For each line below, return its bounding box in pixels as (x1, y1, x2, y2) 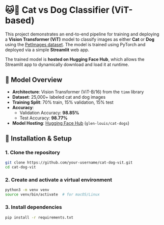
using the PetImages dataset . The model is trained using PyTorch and (5, 41, 146, 47)
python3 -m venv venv (5, 188, 50, 193)
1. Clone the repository (5, 149, 60, 156)
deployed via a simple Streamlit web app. (5, 47, 89, 53)
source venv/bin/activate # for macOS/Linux (5, 192, 100, 197)
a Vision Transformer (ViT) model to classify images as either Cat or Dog (5, 36, 155, 42)
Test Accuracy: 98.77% (19, 115, 68, 121)
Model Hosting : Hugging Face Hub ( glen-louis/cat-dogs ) (12, 120, 130, 126)
